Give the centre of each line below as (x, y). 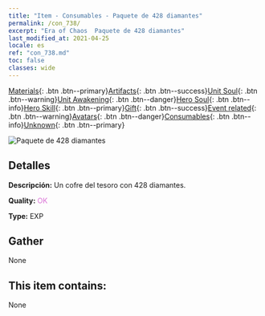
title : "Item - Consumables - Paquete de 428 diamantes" (106, 16)
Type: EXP (26, 216)
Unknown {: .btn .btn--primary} (74, 124)
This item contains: (57, 286)
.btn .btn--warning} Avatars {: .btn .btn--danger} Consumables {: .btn (119, 116)
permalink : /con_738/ (45, 23)
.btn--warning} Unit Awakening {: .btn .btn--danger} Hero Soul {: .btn (119, 99)
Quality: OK (28, 201)
